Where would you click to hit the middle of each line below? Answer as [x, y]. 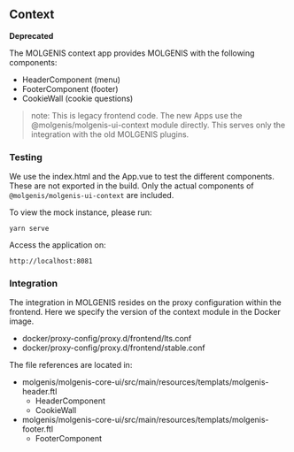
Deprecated [31, 35]
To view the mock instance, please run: [81, 212]
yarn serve [29, 229]
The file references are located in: [71, 365]
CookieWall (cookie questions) [77, 98]
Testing [26, 157]
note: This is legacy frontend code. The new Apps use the [136, 115]
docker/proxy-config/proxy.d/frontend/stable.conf [113, 348]
